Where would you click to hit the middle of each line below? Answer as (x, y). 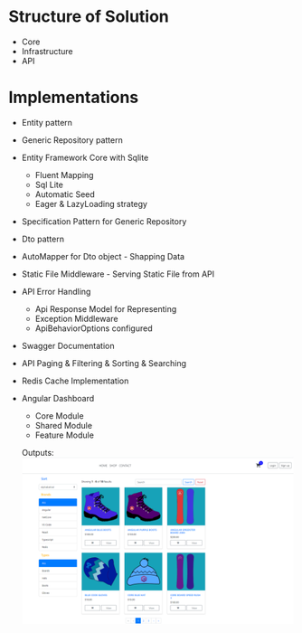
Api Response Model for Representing (106, 308)
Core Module (59, 416)
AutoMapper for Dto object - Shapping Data (103, 256)
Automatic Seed (65, 194)
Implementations (74, 98)
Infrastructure (47, 51)
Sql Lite (49, 184)
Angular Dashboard (58, 398)
